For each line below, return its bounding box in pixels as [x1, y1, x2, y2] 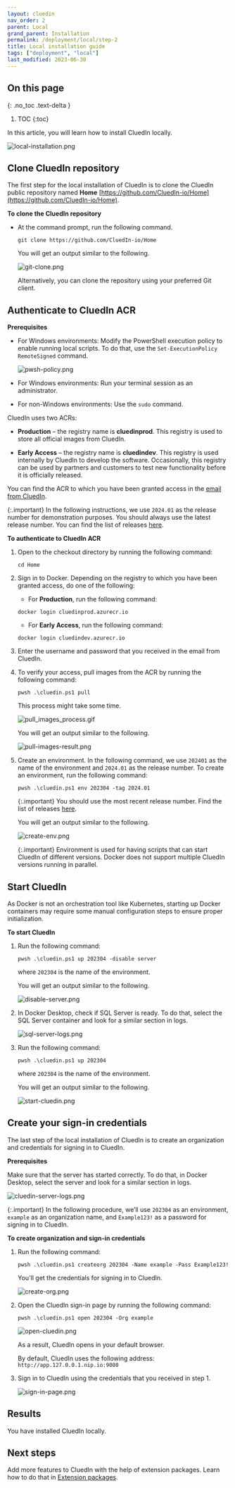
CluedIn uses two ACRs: [7, 413, 77, 423]
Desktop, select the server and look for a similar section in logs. [7, 1177, 192, 1187]
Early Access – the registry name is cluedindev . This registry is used [17, 449, 219, 457]
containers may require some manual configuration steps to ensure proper [7, 907, 223, 915]
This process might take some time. [17, 701, 122, 710]
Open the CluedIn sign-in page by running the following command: [17, 1301, 211, 1309]
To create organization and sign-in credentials [7, 1234, 146, 1242]
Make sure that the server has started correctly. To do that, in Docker [7, 1170, 208, 1179]
